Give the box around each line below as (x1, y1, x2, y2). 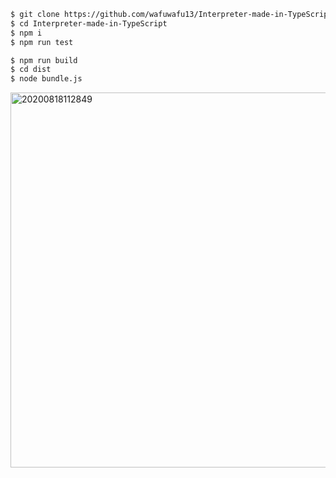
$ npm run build (10, 55, 78, 65)
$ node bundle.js (10, 74, 83, 84)
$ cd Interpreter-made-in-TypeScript (10, 18, 168, 29)
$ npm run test (10, 37, 74, 47)
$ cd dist (10, 65, 52, 75)
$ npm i (10, 28, 43, 38)
